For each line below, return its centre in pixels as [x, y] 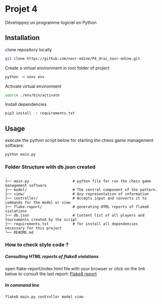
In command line [22, 285]
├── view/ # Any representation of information [77, 194]
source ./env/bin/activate [32, 95]
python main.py [20, 155]
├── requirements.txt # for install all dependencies [72, 224]
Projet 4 [21, 9]
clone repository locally [28, 49]
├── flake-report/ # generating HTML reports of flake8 [77, 207]
